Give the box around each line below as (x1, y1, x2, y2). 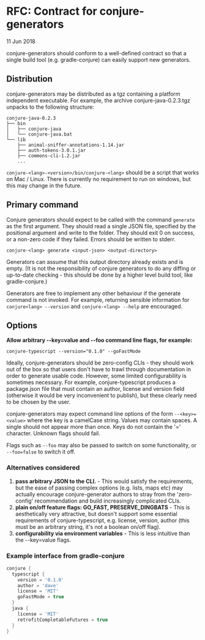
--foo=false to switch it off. (6, 448, 75, 455)
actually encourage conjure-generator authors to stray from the (15, 490, 176, 498)
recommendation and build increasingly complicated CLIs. (34, 497, 182, 504)
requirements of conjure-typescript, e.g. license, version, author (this (15, 517, 190, 524)
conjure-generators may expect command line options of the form (6, 410, 173, 418)
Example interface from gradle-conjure (6, 551, 125, 560)
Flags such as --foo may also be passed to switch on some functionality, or (6, 442, 197, 449)
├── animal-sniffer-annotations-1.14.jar (17, 142, 124, 148)
